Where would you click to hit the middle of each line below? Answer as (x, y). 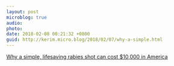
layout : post (23, 12)
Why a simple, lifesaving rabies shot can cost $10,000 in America (87, 57)
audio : (14, 23)
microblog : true (26, 17)
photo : (14, 28)
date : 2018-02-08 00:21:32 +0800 (48, 34)
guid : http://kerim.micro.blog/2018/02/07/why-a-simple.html (85, 40)
